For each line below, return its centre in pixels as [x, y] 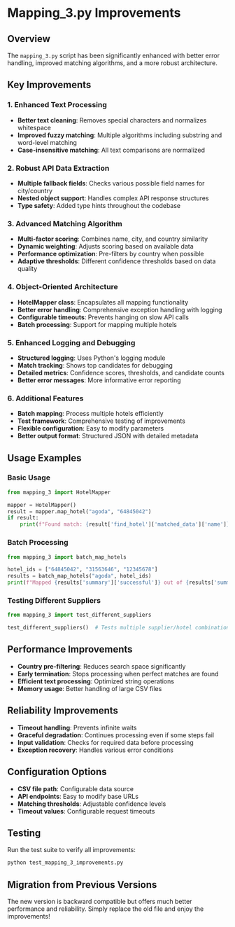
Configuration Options [57, 772]
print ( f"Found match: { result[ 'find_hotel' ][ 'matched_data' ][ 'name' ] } [125, 524]
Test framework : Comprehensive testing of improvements [101, 421]
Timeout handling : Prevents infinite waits [77, 727]
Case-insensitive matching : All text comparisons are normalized [111, 150]
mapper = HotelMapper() [42, 505]
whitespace [34, 127]
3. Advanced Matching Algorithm [65, 223]
